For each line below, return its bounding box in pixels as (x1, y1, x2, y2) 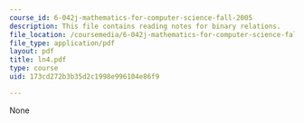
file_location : (9, 30, 67, 39)
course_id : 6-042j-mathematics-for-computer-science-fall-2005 (9, 13, 253, 23)
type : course (9, 64, 59, 73)
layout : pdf (9, 47, 54, 56)
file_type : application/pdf (9, 38, 116, 48)
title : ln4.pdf (9, 55, 67, 64)
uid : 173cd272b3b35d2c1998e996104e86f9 (9, 72, 160, 81)
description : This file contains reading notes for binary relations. (9, 22, 281, 31)
